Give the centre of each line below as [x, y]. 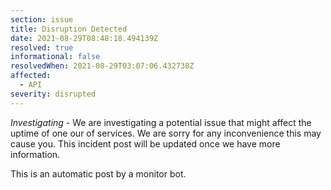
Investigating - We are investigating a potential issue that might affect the [161, 122]
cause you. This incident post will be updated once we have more [145, 143]
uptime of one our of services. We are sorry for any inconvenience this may [166, 133]
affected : [31, 76]
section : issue [42, 19]
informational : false [55, 57]
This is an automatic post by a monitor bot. [98, 173]
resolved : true [42, 47]
